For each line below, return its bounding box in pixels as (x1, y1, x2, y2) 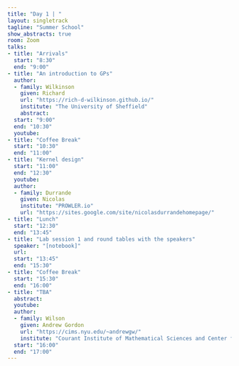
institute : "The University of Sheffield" (20, 103, 148, 110)
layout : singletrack (7, 17, 69, 24)
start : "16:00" (14, 341, 59, 349)
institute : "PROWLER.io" (20, 202, 94, 210)
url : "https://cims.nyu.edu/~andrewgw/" (20, 328, 142, 335)
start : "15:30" (14, 275, 59, 282)
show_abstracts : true (7, 30, 72, 38)
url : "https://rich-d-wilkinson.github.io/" (20, 97, 154, 104)
